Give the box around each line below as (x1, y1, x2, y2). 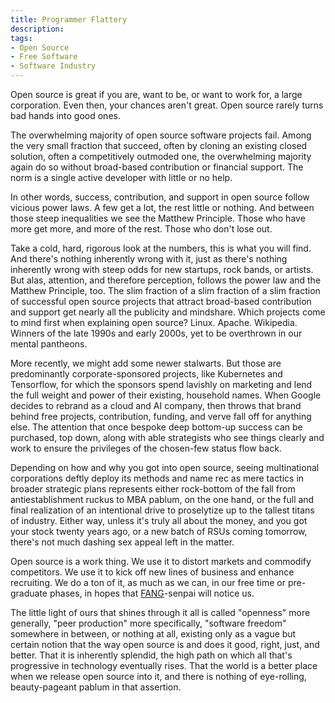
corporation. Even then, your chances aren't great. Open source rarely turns (10, 99, 324, 111)
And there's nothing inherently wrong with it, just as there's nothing (10, 253, 288, 265)
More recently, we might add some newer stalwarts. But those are (10, 357, 282, 369)
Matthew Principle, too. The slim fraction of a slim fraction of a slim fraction (10, 285, 321, 296)
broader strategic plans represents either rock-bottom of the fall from (10, 483, 296, 495)
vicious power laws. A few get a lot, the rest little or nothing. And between (10, 202, 315, 213)
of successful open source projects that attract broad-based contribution (10, 296, 312, 307)
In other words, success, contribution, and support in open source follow (10, 191, 310, 203)
